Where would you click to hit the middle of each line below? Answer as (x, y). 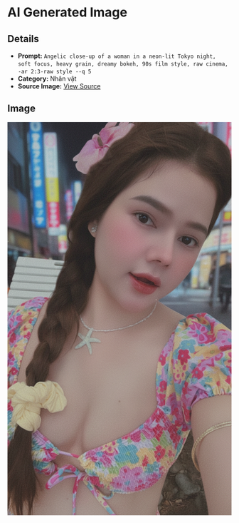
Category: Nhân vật (47, 78)
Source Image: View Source (59, 86)
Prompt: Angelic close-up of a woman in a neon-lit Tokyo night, (117, 56)
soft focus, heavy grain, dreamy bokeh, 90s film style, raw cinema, (123, 64)
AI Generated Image (68, 12)
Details (23, 39)
